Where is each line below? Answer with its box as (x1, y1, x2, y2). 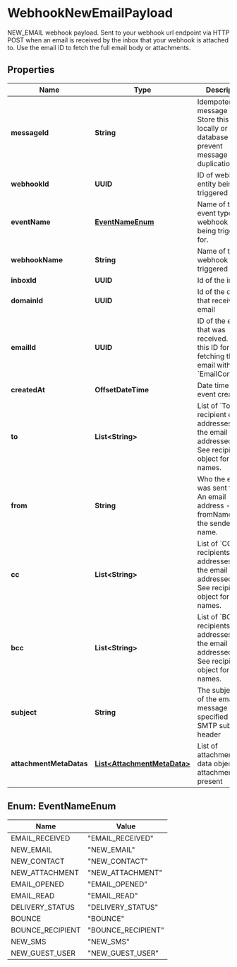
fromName (197, 509, 233, 519)
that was (197, 324, 226, 334)
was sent (197, 483, 227, 493)
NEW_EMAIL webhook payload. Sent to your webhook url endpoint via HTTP (7, 28, 230, 37)
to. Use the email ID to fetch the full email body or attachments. (7, 43, 191, 52)
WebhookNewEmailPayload (7, 5, 173, 21)
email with (197, 360, 231, 370)
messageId (11, 127, 49, 137)
